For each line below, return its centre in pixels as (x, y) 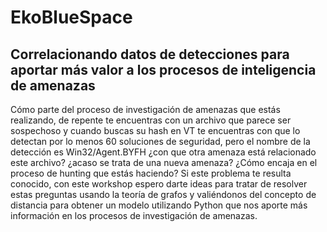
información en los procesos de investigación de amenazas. (134, 215)
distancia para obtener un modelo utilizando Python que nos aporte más (159, 205)
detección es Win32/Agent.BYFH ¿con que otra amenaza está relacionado (163, 152)
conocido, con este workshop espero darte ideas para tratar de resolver (159, 184)
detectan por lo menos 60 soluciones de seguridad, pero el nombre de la (160, 141)
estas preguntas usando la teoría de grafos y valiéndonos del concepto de (163, 194)
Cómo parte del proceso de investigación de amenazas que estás (145, 109)
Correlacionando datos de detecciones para (150, 54)
